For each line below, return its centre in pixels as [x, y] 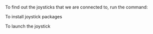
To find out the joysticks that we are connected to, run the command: [76, 7]
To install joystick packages [34, 17]
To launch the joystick [28, 26]
